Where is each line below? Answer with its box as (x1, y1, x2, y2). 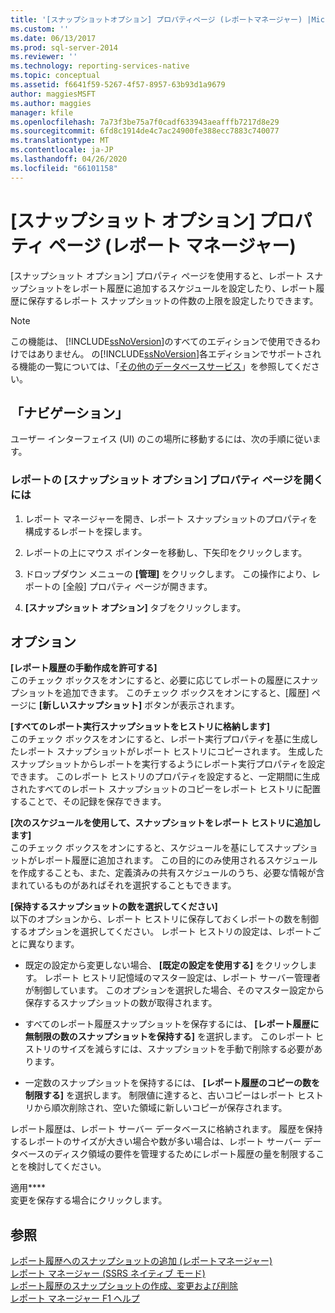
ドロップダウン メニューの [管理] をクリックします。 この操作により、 (24, 567, 312, 580)
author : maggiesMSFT (10, 89, 97, 99)
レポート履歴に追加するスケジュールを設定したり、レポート (71, 282, 317, 294)
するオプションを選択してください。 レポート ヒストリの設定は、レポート (10, 926, 313, 938)
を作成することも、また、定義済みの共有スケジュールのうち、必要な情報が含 (10, 867, 325, 879)
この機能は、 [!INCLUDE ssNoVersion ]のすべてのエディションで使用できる (10, 335, 312, 347)
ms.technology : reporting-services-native (10, 61, 190, 71)
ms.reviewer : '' (10, 52, 78, 62)
